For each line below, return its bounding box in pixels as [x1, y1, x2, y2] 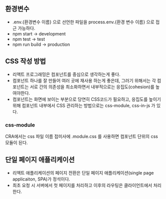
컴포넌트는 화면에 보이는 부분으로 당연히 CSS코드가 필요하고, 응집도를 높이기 [12, 96, 161, 102]
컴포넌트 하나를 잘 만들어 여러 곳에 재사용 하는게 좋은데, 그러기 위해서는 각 [12, 77, 156, 83]
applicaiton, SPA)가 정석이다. [12, 176, 71, 182]
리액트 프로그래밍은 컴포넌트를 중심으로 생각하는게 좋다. [12, 71, 121, 77]
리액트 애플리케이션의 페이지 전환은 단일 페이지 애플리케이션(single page [12, 170, 154, 176]
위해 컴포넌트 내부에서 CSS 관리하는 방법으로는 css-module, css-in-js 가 [12, 102, 156, 108]
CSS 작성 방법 [5, 57, 46, 66]
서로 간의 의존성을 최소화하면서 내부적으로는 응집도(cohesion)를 [29, 84, 155, 90]
